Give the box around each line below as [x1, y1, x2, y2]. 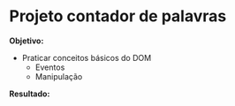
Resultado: [9, 88, 50, 99]
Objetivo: [9, 35, 44, 46]
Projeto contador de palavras [9, 6, 227, 26]
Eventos [34, 62, 65, 72]
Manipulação [34, 71, 83, 81]
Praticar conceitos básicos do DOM [21, 52, 152, 63]
